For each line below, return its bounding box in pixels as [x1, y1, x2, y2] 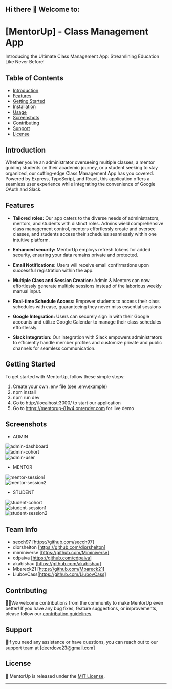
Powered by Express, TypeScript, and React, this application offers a [5, 175, 150, 182]
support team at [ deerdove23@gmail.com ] [5, 644, 95, 651]
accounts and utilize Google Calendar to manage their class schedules [12, 318, 162, 325]
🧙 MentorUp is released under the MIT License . [5, 673, 105, 679]
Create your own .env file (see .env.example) [12, 383, 107, 390]
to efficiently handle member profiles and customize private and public [12, 339, 162, 346]
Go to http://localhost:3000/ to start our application [12, 400, 121, 406]
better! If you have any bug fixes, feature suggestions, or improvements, [5, 605, 158, 612]
